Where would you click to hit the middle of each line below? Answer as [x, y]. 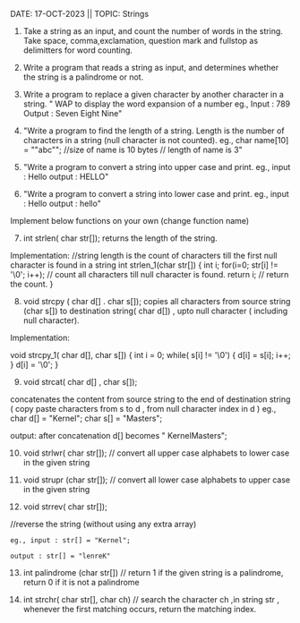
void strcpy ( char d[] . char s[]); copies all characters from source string [157, 301]
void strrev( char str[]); [65, 507]
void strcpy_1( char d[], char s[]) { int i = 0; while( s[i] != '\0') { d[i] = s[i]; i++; [150, 355]
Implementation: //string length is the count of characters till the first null [144, 256]
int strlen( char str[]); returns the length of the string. [120, 238]
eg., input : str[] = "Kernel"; [70, 541]
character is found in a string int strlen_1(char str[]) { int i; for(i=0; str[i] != [144, 265]
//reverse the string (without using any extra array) [103, 524]
